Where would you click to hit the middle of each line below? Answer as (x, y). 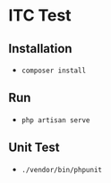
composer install (54, 71)
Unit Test (34, 148)
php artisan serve (55, 120)
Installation (40, 49)
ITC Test (40, 16)
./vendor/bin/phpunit (61, 170)
